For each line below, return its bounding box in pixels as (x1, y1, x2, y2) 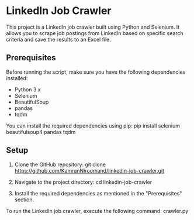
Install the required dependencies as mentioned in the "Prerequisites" (14, 190, 182, 197)
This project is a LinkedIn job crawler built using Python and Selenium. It (6, 23, 180, 30)
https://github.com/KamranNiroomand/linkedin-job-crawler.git (14, 167, 165, 174)
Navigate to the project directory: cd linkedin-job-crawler (14, 178, 153, 185)
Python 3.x (14, 86, 41, 93)
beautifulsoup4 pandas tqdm (6, 128, 76, 135)
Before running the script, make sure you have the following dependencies (6, 68, 186, 75)
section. (14, 196, 34, 203)
